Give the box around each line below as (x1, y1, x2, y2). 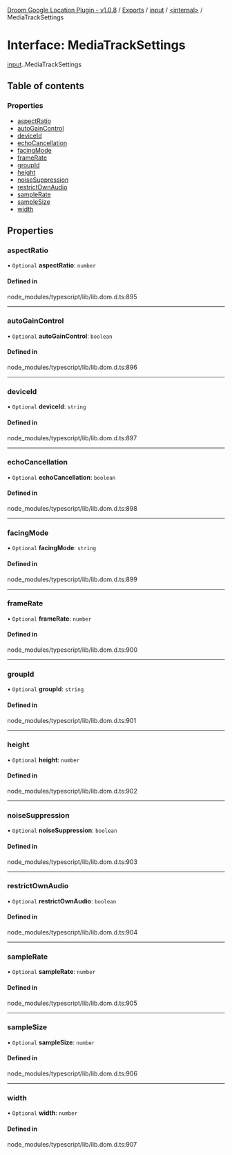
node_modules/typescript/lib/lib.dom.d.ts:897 (7, 433, 137, 442)
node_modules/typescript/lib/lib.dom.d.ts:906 (7, 1069, 138, 1078)
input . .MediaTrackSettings (7, 60, 81, 68)
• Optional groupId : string (7, 685, 84, 693)
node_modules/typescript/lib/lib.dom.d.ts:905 (7, 999, 137, 1007)
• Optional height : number (7, 755, 80, 764)
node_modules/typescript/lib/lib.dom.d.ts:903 (7, 857, 138, 866)
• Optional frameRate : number (7, 614, 92, 623)
